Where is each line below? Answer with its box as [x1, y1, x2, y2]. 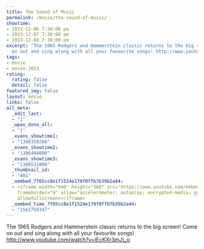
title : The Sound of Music [6, 9, 75, 15]
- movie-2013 [6, 65, 39, 72]
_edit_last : [12, 111, 42, 117]
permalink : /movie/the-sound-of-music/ [6, 15, 107, 21]
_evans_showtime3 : [12, 155, 59, 162]
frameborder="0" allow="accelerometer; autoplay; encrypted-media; [17, 189, 191, 196]
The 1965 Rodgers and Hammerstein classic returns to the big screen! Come [6, 223, 198, 231]
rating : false [12, 77, 47, 83]
